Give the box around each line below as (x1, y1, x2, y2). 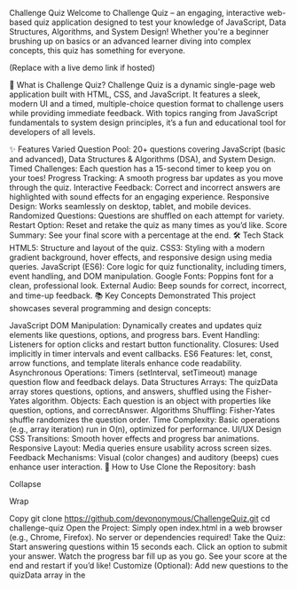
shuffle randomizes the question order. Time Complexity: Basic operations (9, 414, 280, 425)
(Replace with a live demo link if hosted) (9, 62, 155, 73)
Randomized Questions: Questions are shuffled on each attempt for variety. (9, 210, 285, 221)
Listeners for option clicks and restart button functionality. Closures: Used (9, 339, 279, 349)
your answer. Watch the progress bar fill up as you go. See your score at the (9, 551, 288, 562)
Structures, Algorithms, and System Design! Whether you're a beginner (9, 27, 269, 36)
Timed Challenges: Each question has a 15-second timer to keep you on (9, 163, 272, 174)
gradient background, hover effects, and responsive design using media (9, 252, 272, 263)
